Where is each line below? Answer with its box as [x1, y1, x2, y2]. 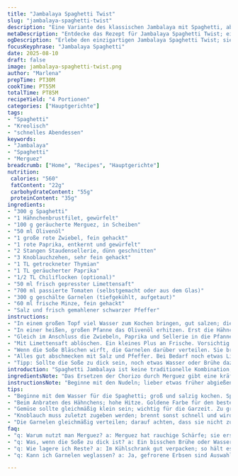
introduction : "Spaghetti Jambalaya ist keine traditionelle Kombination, [7, 366, 233, 373]
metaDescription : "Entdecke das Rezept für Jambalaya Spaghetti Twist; [7, 30, 223, 38]
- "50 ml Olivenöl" [7, 227, 65, 234]
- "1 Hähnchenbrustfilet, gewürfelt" [7, 215, 119, 222]
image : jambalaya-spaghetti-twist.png [7, 63, 122, 70]
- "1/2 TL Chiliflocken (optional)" [7, 273, 115, 280]
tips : [7, 385, 23, 393]
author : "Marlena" [7, 69, 62, 76]
